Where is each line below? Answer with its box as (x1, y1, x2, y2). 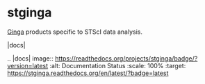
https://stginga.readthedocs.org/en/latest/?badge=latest (7, 69, 169, 77)
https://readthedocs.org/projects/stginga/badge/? (54, 54, 198, 63)
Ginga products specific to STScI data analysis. (7, 28, 142, 36)
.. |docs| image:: (7, 54, 54, 63)
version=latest (7, 61, 49, 70)
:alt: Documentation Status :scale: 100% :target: (49, 61, 186, 70)
